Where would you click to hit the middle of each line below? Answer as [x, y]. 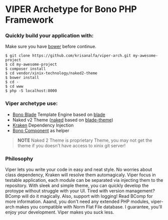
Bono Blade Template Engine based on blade [59, 115]
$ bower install [22, 78]
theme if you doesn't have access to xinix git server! [71, 145]
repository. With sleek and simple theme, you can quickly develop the [77, 186]
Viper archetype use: [32, 103]
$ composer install [26, 69]
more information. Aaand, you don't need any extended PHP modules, [77, 201]
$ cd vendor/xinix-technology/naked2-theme [51, 73]
